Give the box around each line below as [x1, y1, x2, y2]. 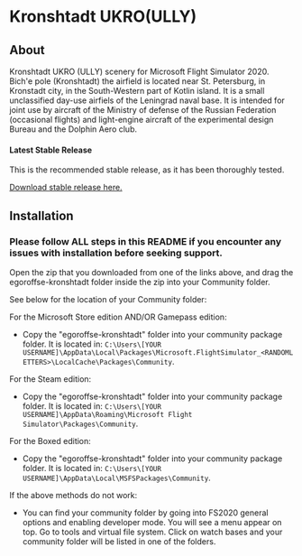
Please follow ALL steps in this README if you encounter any [9, 235, 282, 247]
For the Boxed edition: [9, 435, 92, 446]
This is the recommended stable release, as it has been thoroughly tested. [9, 164, 285, 175]
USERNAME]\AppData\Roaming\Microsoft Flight [22, 410, 193, 419]
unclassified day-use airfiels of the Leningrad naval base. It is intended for [9, 95, 286, 106]
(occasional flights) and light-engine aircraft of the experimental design [9, 115, 274, 125]
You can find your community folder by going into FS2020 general [22, 507, 269, 518]
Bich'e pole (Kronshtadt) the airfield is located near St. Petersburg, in [9, 76, 266, 87]
